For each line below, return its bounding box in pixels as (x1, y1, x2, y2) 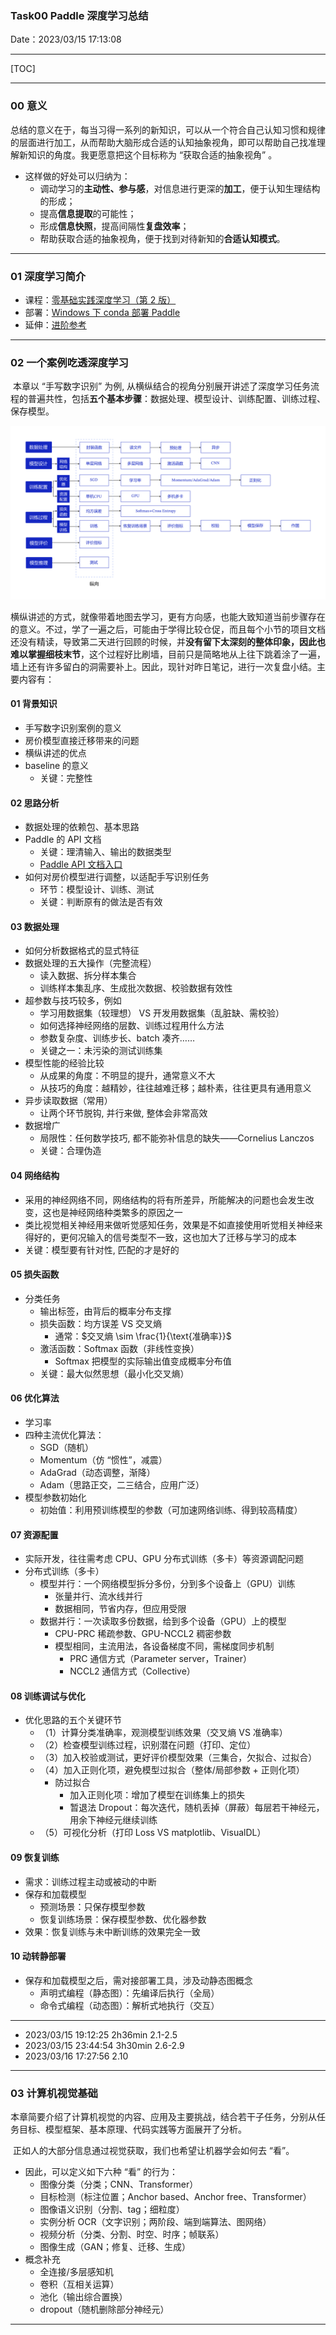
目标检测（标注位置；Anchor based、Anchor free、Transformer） (39, 2191, 312, 2203)
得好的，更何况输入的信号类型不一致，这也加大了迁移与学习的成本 (24, 1231, 297, 1243)
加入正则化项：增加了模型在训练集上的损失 (69, 1789, 246, 1801)
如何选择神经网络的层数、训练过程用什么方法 (39, 1020, 225, 1032)
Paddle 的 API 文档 (24, 833, 102, 846)
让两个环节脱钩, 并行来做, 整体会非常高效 (39, 1107, 208, 1119)
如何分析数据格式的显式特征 (24, 945, 140, 957)
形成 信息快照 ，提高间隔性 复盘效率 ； (39, 220, 190, 232)
